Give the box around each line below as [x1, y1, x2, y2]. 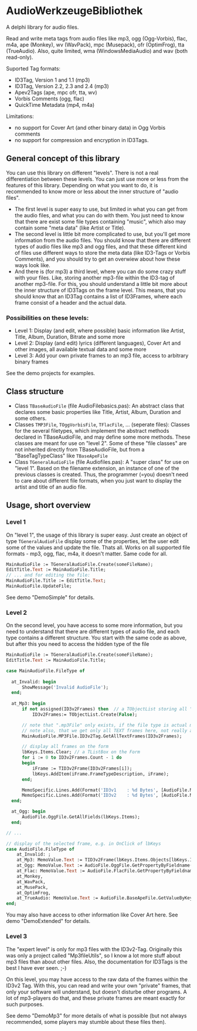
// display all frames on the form [21, 744, 109, 750]
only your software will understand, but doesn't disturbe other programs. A [6, 988, 187, 995]
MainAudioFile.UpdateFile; [6, 583, 72, 589]
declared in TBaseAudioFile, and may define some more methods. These [14, 433, 191, 440]
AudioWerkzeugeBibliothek [6, 4, 143, 18]
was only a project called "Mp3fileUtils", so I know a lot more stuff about [6, 952, 181, 959]
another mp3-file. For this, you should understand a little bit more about [14, 280, 188, 287]
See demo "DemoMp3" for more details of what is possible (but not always [6, 1012, 187, 1019]
